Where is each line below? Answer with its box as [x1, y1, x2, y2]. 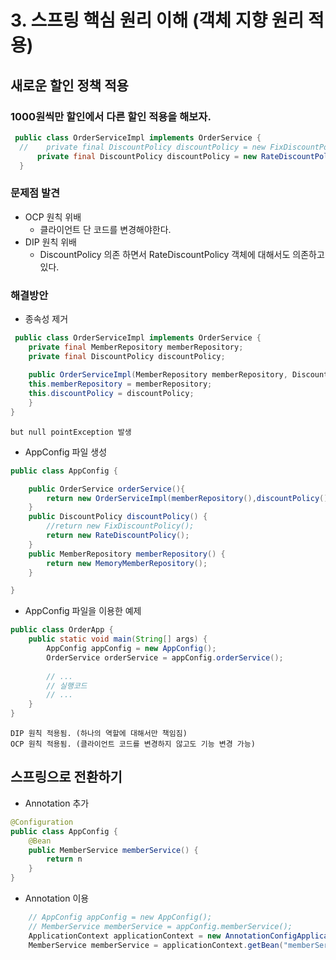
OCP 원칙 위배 [24, 211, 82, 223]
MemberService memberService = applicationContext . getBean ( [28, 940, 284, 950]
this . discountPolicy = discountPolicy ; [28, 389, 195, 399]
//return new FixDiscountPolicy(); [46, 521, 195, 531]
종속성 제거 [24, 312, 69, 325]
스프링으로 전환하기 [10, 769, 123, 786]
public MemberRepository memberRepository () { [28, 549, 226, 559]
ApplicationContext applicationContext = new [28, 931, 222, 941]
